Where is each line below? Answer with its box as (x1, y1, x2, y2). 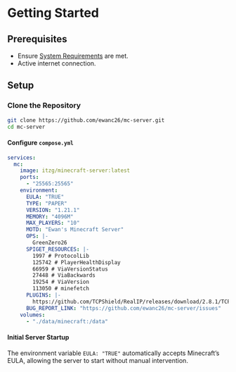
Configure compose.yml (7, 139, 74, 147)
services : (7, 154, 37, 161)
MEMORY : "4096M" (25, 213, 74, 220)
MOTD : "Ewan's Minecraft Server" (25, 226, 124, 233)
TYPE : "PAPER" (25, 199, 68, 207)
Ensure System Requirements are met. (17, 51, 129, 60)
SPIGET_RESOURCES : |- (25, 245, 90, 253)
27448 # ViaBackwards (32, 272, 96, 279)
